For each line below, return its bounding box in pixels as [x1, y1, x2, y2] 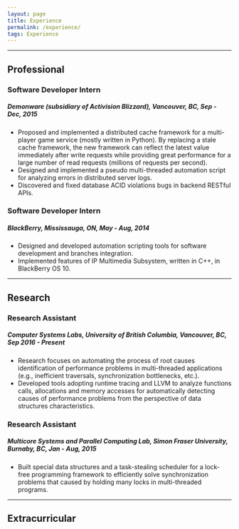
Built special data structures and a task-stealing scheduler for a [17, 462, 204, 471]
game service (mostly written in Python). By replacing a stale [38, 135, 216, 144]
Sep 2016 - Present [7, 338, 65, 347]
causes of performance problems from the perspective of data [17, 394, 201, 402]
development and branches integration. [17, 249, 134, 258]
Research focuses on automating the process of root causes [17, 356, 196, 365]
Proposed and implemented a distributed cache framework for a [17, 127, 206, 136]
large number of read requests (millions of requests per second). [17, 158, 208, 167]
